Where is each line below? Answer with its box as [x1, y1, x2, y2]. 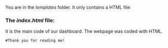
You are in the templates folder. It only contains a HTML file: [5, 5, 131, 10]
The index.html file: [5, 17, 55, 24]
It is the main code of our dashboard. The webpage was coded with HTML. [5, 28, 163, 34]
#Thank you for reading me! [5, 38, 65, 43]
